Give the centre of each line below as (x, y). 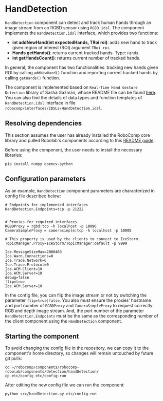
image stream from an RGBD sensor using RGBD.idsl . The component (75, 27)
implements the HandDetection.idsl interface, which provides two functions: (82, 33)
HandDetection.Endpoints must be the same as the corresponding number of (82, 316)
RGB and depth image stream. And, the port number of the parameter (75, 311)
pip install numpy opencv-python (39, 164)
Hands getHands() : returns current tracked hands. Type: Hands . (76, 53)
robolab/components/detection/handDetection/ (52, 372)
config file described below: (33, 196)
